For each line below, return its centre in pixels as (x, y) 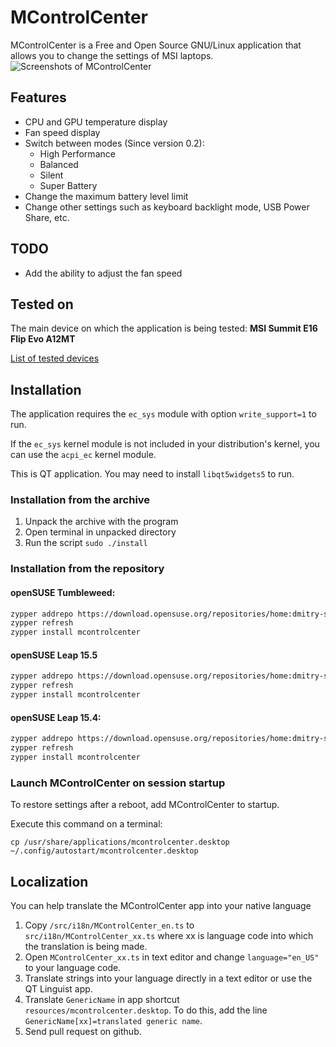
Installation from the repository (87, 569)
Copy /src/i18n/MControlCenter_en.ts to (109, 925)
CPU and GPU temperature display (96, 122)
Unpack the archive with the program (101, 522)
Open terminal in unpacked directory (100, 532)
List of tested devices (55, 358)
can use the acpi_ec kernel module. (83, 455)
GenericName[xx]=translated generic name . (113, 1020)
